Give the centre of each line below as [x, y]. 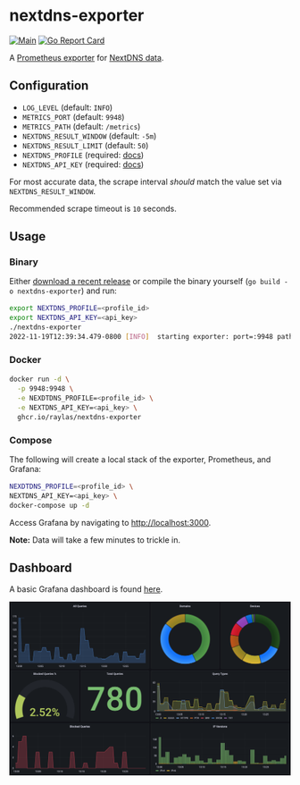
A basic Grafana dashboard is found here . [86, 589]
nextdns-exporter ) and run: [67, 291]
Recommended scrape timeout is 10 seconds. [93, 208]
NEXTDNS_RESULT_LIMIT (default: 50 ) [85, 145]
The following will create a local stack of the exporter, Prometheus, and [140, 459]
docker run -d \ [39, 380]
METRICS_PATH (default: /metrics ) [81, 126]
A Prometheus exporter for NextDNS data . [87, 57]
